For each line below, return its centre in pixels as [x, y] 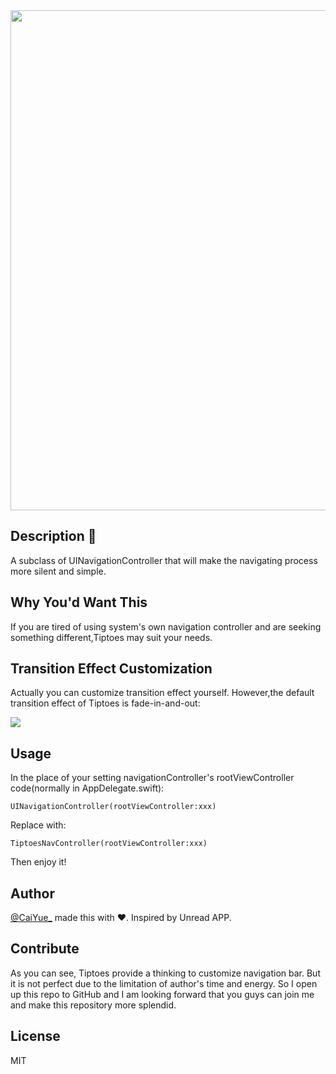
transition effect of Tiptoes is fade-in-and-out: [105, 703]
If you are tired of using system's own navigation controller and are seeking [166, 626]
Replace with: [38, 825]
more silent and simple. [58, 571]
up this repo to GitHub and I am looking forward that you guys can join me [162, 994]
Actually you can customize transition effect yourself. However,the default [162, 693]
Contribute [45, 949]
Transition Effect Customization [111, 669]
